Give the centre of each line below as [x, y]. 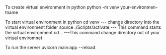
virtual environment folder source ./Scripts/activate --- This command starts [83, 27]
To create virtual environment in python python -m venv [62, 7]
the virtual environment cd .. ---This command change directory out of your [83, 32]
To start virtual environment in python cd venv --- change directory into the [83, 22]
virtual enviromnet [24, 38]
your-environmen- [139, 7]
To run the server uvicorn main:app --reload [50, 47]
